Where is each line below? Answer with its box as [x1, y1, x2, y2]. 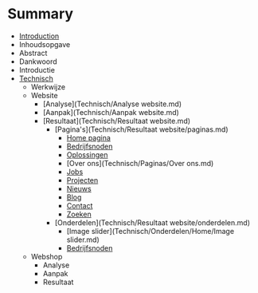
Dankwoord [18, 57, 57, 66]
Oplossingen [66, 149, 108, 160]
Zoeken [66, 209, 92, 219]
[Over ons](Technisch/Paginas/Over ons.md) [66, 158, 214, 168]
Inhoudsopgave [18, 39, 71, 49]
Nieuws [66, 184, 92, 193]
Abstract [18, 48, 48, 57]
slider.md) [66, 235, 100, 244]
